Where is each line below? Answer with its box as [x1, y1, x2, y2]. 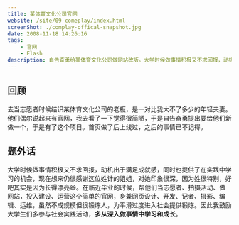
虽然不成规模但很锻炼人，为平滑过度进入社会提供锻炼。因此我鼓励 [38, 201, 232, 209]
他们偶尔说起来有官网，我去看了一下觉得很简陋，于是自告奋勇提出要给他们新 [7, 114, 232, 122]
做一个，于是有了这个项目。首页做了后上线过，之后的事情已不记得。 [7, 122, 207, 131]
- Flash [20, 50, 43, 57]
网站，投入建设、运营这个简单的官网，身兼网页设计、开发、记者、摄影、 [7, 192, 219, 201]
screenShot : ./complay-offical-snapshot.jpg [7, 23, 142, 31]
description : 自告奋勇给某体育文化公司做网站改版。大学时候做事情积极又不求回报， [7, 57, 224, 64]
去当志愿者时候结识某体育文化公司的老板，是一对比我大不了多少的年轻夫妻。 [7, 104, 232, 114]
